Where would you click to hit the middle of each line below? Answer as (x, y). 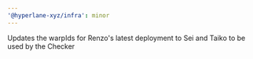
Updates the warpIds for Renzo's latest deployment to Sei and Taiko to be (126, 38)
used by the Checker (41, 46)
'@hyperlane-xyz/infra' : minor (59, 15)
